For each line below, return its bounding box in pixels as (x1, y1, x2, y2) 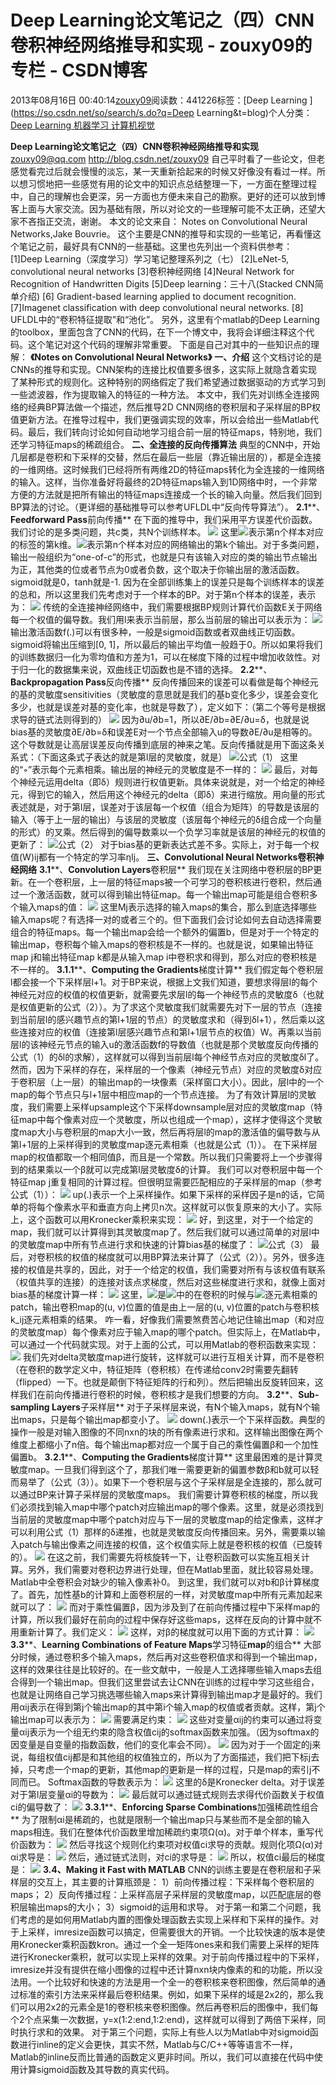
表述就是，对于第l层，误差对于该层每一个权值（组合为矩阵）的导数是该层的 (10, 801, 320, 813)
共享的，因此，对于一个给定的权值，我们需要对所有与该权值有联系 (53, 1263, 326, 1275)
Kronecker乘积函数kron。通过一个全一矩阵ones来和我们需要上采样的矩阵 (18, 1938, 320, 1950)
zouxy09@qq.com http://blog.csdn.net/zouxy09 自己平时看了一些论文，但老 (10, 152, 326, 165)
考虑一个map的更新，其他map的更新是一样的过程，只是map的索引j (36, 1763, 312, 1775)
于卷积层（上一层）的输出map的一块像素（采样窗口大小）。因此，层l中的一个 (10, 1076, 325, 1088)
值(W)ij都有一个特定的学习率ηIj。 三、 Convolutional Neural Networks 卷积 (10, 851, 316, 863)
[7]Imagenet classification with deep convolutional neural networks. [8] (10, 301, 304, 313)
